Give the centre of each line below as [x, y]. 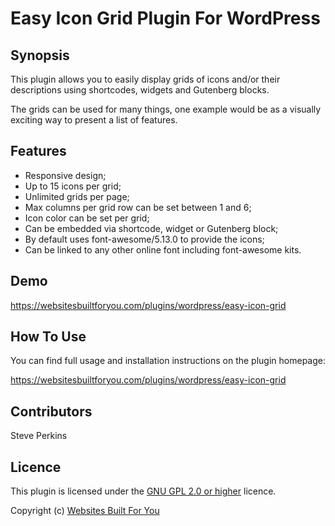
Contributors [51, 411]
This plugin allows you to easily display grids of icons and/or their [145, 79]
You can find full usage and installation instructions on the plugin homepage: [168, 361]
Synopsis [40, 55]
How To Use [48, 337]
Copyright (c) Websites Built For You [85, 511]
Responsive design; [65, 175]
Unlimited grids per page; [77, 196]
